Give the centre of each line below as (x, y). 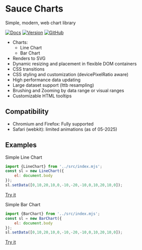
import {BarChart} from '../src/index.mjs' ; (53, 214)
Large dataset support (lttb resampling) (53, 85)
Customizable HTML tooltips (42, 96)
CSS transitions (28, 69)
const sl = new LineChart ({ (35, 171)
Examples (21, 145)
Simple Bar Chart (23, 204)
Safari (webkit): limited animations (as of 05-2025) (65, 129)
